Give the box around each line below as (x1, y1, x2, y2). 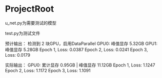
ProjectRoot (5, 3, 54, 15)
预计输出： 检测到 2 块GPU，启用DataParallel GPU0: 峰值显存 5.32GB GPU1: (5, 40, 158, 47)
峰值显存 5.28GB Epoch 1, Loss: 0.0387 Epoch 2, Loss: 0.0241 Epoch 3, (5, 47, 148, 52)
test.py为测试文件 (5, 30, 40, 36)
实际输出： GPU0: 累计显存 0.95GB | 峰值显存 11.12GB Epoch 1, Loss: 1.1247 (5, 62, 155, 68)
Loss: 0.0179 (5, 52, 31, 58)
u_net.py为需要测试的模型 (5, 20, 57, 26)
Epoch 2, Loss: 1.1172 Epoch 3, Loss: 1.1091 (5, 67, 91, 73)
